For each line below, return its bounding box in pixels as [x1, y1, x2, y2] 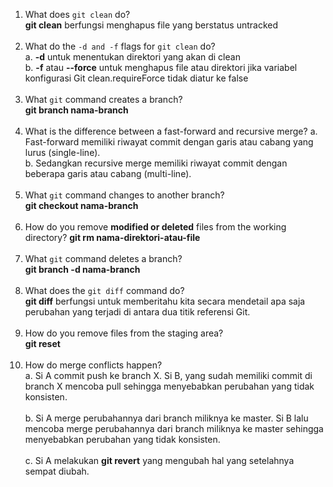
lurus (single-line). [24, 147, 101, 158]
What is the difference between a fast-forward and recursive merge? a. [24, 125, 318, 137]
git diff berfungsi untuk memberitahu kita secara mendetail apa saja [24, 295, 306, 307]
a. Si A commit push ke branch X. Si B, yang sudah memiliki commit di [24, 370, 313, 381]
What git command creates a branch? [24, 94, 183, 105]
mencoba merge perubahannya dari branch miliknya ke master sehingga [24, 423, 324, 434]
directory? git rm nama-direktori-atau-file [24, 232, 201, 243]
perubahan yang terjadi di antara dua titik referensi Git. [24, 306, 251, 318]
